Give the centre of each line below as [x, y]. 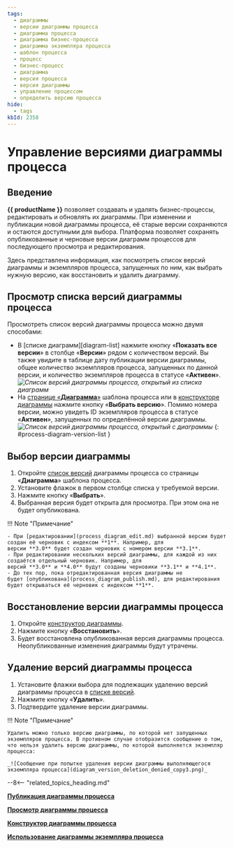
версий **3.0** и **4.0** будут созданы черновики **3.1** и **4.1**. [112, 567]
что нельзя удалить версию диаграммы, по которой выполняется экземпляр [115, 745]
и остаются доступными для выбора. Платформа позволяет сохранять [113, 232]
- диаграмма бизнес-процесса [56, 40]
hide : [15, 105]
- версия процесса [41, 79]
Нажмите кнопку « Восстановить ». [70, 631]
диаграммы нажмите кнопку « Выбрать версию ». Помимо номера [117, 405]
